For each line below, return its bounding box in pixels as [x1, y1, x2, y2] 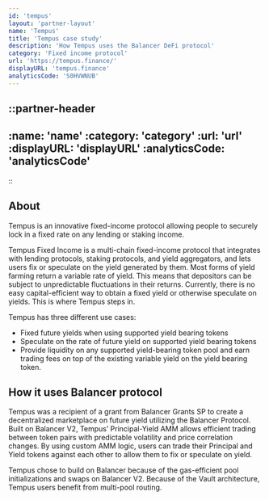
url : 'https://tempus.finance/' [8, 57, 117, 65]
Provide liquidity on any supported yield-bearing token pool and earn [19, 345, 250, 355]
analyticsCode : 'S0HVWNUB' [8, 72, 99, 80]
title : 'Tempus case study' [8, 34, 103, 43]
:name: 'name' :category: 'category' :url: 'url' [8, 129, 242, 143]
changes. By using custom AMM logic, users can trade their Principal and [8, 441, 253, 451]
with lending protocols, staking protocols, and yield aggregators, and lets [8, 254, 252, 263]
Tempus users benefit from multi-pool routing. [8, 482, 162, 493]
